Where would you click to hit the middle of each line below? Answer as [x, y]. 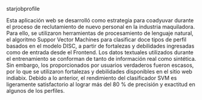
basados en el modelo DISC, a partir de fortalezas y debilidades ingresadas [100, 46]
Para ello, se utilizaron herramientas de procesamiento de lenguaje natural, [100, 33]
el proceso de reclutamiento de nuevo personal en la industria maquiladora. [101, 27]
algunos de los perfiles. [35, 91]
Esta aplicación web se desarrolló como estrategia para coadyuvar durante [100, 20]
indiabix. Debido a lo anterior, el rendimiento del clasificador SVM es [92, 78]
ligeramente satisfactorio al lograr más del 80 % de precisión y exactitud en [101, 84]
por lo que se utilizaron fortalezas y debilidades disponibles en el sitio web [99, 71]
